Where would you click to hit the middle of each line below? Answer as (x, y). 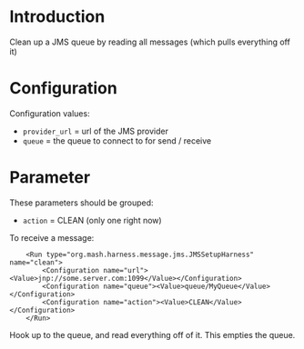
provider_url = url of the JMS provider (95, 131)
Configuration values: (50, 113)
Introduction (57, 17)
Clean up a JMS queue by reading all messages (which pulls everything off (150, 42)
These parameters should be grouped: (81, 203)
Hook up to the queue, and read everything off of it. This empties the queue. (152, 334)
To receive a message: (52, 237)
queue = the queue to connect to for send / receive (117, 140)
